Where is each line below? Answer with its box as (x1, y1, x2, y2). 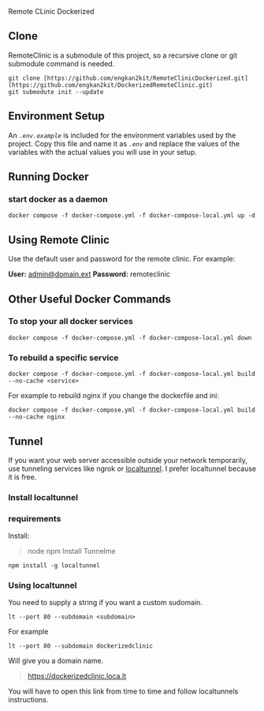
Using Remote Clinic (8, 233, 110, 246)
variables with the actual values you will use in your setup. (8, 147, 197, 156)
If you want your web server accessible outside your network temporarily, (8, 455, 248, 465)
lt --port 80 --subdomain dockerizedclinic (8, 642, 154, 650)
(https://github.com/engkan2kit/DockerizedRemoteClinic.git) (8, 81, 214, 89)
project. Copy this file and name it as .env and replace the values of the (8, 138, 240, 149)
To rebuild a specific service (8, 352, 119, 363)
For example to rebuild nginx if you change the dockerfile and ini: (8, 391, 219, 401)
